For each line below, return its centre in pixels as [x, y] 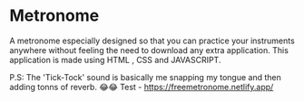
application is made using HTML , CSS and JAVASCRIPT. [115, 60]
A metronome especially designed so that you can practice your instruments [152, 41]
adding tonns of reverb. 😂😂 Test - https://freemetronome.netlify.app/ [142, 87]
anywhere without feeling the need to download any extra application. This [149, 50]
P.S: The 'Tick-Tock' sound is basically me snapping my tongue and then [145, 77]
